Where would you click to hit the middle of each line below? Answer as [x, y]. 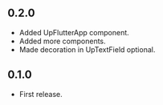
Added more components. [62, 41]
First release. [41, 94]
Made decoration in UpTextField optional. [87, 49]
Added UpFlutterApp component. [74, 32]
